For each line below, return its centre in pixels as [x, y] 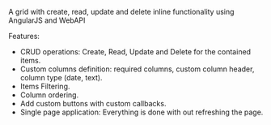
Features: [24, 36]
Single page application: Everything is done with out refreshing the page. [142, 112]
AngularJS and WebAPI [47, 20]
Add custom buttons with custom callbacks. [93, 103]
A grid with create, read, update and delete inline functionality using [121, 12]
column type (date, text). [61, 78]
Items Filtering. [45, 86]
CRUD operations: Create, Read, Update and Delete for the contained [135, 52]
